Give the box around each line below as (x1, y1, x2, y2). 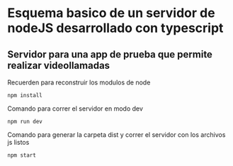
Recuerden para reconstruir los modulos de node (7, 78, 151, 87)
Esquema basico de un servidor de (7, 5, 215, 21)
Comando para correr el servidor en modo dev (7, 104, 144, 113)
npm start (7, 152, 37, 159)
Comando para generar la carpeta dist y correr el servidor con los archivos (7, 131, 226, 139)
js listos (7, 138, 30, 146)
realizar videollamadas (7, 59, 110, 72)
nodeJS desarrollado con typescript (7, 20, 224, 36)
